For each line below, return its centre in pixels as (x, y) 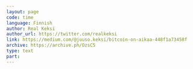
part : (13, 56)
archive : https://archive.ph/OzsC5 (51, 46)
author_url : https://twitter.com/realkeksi (62, 34)
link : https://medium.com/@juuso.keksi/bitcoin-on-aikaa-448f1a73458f (97, 40)
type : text (20, 51)
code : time (20, 17)
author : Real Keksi (31, 28)
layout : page (23, 12)
